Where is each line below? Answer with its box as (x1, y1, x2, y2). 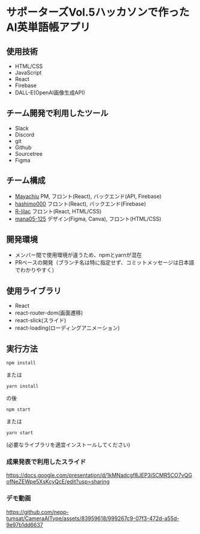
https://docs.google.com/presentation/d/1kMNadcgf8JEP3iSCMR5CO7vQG (6, 471, 193, 479)
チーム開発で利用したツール (6, 108, 109, 118)
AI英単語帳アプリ (6, 20, 91, 34)
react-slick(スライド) (14, 317, 66, 324)
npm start (6, 407, 31, 413)
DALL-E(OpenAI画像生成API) (14, 89, 86, 96)
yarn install (6, 383, 39, 390)
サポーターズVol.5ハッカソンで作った (6, 5, 190, 19)
